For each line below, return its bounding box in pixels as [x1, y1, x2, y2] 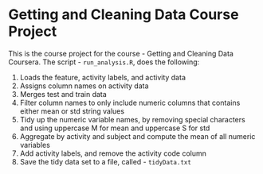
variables [19, 140, 50, 149]
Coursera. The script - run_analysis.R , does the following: [8, 57, 200, 67]
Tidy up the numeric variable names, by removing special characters [19, 114, 245, 124]
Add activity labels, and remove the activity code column [19, 149, 207, 158]
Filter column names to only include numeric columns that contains [19, 98, 241, 107]
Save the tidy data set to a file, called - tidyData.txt [19, 157, 191, 166]
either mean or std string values [19, 106, 125, 116]
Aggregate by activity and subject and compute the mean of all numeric [19, 131, 256, 141]
